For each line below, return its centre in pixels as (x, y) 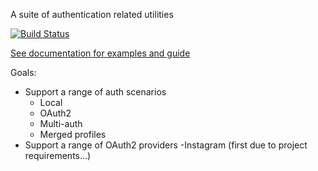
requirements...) (58, 155)
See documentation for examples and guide (100, 53)
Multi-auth (61, 123)
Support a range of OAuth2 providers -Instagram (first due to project (166, 145)
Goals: (23, 72)
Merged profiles (73, 134)
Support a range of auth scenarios (95, 92)
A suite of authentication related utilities (92, 14)
